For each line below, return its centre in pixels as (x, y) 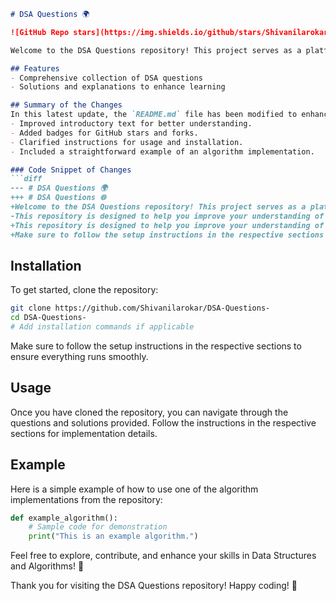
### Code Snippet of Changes (71, 170)
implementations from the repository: (86, 499)
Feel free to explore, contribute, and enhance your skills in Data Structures (163, 556)
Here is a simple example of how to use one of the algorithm (134, 489)
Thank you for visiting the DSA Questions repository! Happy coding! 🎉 (154, 586)
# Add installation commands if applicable (102, 327)
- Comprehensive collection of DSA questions (106, 78)
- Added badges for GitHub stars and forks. (104, 133)
